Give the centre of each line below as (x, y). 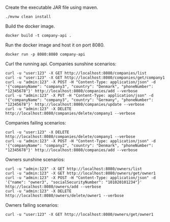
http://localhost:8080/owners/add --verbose (53, 187)
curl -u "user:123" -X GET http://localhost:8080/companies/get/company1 (85, 78)
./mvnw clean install (28, 17)
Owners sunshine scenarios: (35, 159)
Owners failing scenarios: (32, 205)
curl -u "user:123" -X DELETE (37, 132)
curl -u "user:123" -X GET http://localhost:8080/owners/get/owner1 (79, 214)
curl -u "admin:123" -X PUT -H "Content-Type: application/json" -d (79, 95)
